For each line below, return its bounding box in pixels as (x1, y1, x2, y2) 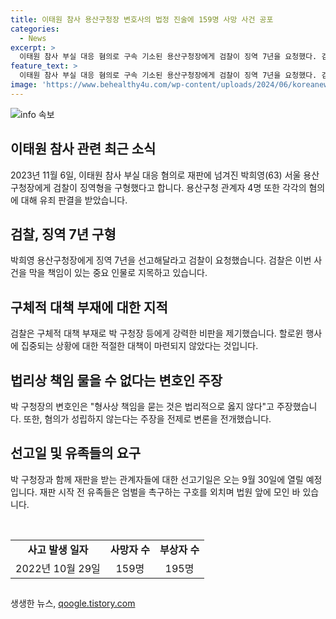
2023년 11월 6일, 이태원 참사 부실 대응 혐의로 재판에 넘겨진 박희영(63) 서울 (10, 169, 302, 181)
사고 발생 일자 (27, 542, 89, 556)
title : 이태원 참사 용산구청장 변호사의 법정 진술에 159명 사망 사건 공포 (10, 14, 274, 25)
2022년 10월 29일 (15, 561, 101, 575)
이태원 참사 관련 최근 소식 (10, 141, 157, 158)
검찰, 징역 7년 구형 (10, 226, 117, 243)
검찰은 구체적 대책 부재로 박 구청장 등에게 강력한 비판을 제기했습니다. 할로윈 (10, 327, 304, 340)
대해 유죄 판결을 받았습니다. (20, 194, 128, 206)
